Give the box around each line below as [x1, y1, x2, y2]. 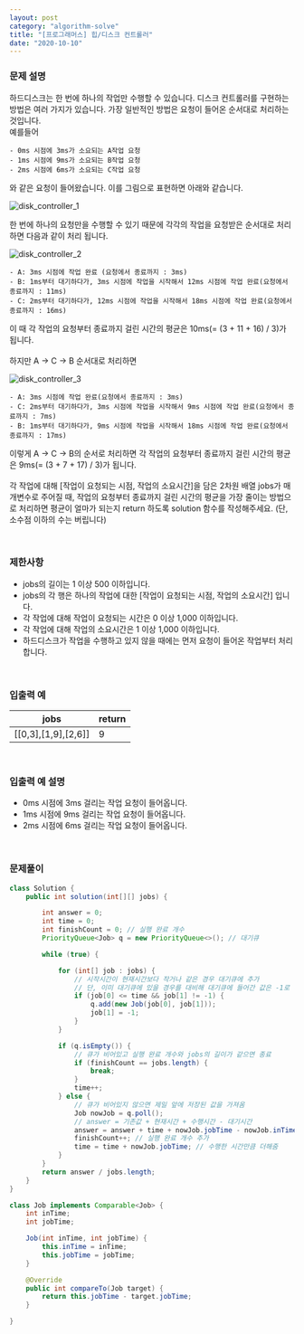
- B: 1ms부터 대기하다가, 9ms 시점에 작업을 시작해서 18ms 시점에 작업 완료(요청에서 [9, 421, 289, 430]
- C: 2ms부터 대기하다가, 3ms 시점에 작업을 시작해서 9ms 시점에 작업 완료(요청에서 [9, 402, 285, 412]
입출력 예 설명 [9, 775, 66, 788]
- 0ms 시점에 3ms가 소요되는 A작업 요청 [9, 146, 141, 155]
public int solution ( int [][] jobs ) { [25, 892, 168, 901]
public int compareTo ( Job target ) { [25, 1283, 165, 1293]
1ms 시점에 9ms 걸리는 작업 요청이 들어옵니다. [22, 809, 186, 819]
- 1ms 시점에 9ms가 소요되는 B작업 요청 [9, 156, 141, 165]
